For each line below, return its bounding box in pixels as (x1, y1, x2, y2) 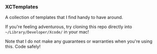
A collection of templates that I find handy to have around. (5, 15, 123, 20)
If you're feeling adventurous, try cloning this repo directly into (5, 24, 132, 30)
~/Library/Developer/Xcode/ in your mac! (5, 29, 89, 35)
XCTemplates (5, 3, 39, 10)
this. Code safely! (5, 44, 41, 50)
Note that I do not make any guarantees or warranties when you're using (5, 38, 153, 44)
